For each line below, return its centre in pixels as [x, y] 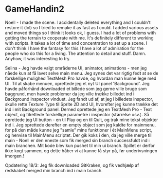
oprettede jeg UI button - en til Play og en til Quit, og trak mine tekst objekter [81, 120]
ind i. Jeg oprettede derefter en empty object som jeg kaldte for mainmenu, [81, 125]
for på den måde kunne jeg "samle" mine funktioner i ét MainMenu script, [79, 130]
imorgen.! [15, 156]
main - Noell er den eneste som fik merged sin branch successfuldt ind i [77, 140]
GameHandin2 [35, 9]
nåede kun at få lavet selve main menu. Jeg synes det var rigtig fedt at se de [82, 73]
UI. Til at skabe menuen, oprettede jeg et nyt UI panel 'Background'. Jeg [77, 83]
